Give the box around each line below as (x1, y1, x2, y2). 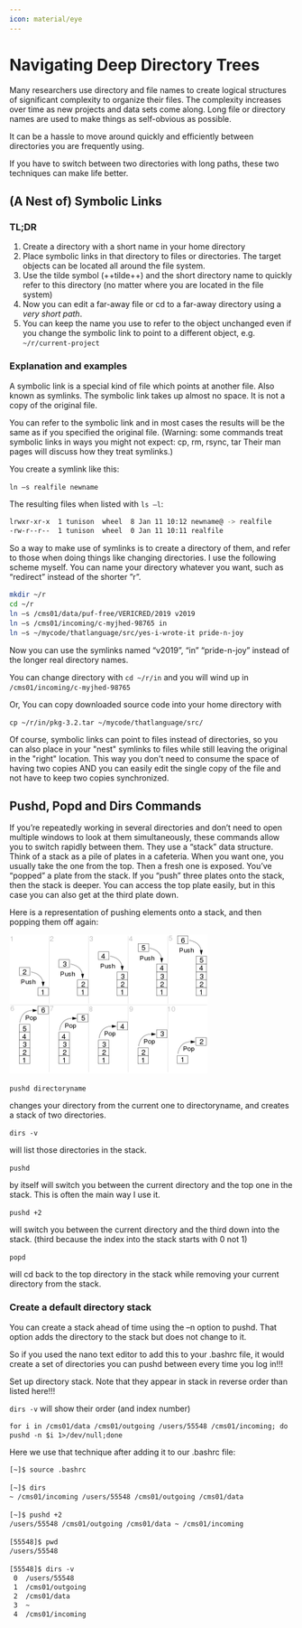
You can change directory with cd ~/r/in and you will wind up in (9, 671, 250, 682)
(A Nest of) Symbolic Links (9, 193, 162, 209)
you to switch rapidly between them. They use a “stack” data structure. (9, 841, 273, 853)
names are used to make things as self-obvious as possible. (9, 113, 232, 124)
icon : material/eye (9, 14, 83, 23)
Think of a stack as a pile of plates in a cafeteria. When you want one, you (9, 851, 284, 862)
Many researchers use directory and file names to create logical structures (9, 84, 287, 95)
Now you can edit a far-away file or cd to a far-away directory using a (22, 299, 282, 310)
